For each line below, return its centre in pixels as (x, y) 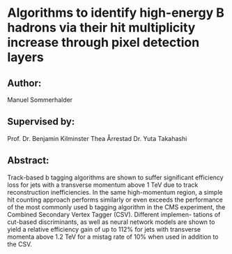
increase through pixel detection (103, 43)
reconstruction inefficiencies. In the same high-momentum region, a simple (115, 192)
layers (25, 58)
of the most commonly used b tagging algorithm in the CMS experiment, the (116, 207)
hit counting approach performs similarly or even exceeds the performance (115, 200)
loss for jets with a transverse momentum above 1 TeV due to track (103, 185)
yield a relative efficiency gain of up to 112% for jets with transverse (104, 229)
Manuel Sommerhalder (40, 100)
